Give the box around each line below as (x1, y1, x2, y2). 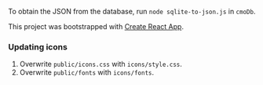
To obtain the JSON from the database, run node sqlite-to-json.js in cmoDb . (8, 7, 256, 16)
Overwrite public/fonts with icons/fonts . (19, 68, 155, 77)
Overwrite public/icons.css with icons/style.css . (19, 59, 183, 69)
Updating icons (8, 41, 68, 52)
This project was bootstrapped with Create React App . (8, 22, 184, 31)
